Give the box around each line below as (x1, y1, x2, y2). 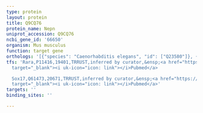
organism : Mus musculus (6, 43, 66, 49)
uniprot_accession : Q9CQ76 (6, 31, 74, 37)
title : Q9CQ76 (6, 20, 42, 26)
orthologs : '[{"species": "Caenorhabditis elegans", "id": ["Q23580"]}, (6, 53, 193, 60)
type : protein (6, 8, 42, 15)
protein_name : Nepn (6, 25, 56, 32)
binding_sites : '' (6, 93, 53, 99)
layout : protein (6, 14, 47, 20)
